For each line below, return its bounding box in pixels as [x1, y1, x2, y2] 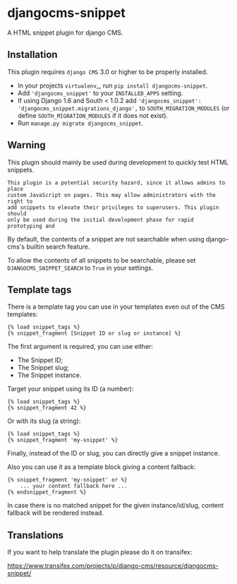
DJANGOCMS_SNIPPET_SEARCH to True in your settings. [7, 263, 154, 272]
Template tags [7, 284, 72, 296]
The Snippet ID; [17, 356, 63, 364]
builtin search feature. [26, 242, 90, 251]
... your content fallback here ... [20, 482, 128, 490]
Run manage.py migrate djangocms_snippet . [17, 119, 143, 127]
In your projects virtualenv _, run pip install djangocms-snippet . [17, 81, 208, 90]
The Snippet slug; [17, 364, 69, 372]
